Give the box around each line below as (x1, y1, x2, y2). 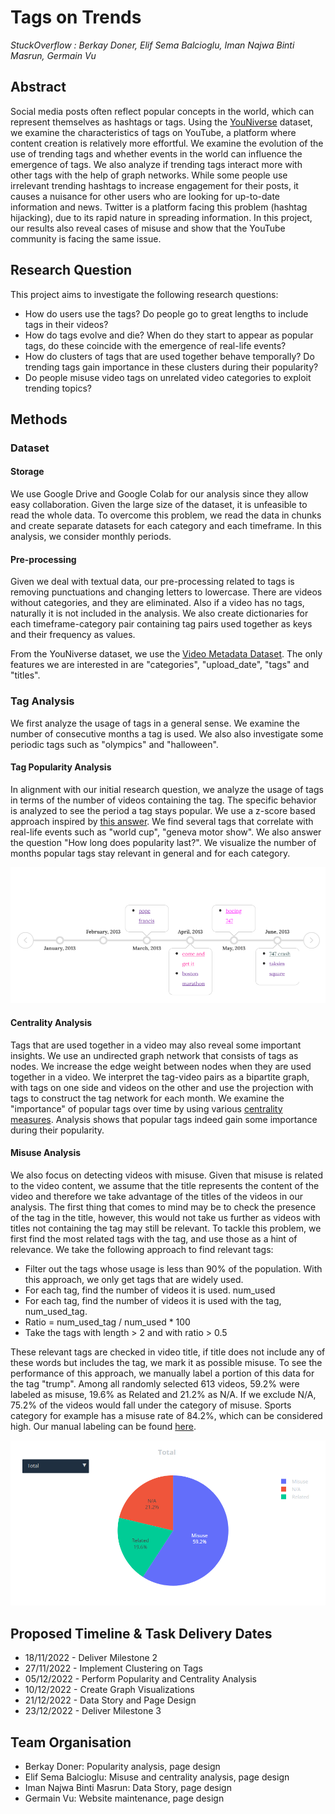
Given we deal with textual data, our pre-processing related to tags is (10, 576, 295, 588)
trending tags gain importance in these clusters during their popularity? (24, 361, 319, 373)
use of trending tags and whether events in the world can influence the (10, 147, 303, 160)
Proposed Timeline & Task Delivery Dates (10, 1625, 273, 1642)
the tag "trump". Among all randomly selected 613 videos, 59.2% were (10, 1377, 300, 1390)
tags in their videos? (24, 318, 109, 330)
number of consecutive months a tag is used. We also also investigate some (10, 727, 324, 740)
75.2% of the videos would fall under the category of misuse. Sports (10, 1399, 292, 1411)
